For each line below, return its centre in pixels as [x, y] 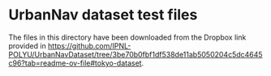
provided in [27, 45]
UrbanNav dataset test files [103, 15]
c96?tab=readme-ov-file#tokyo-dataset [75, 63]
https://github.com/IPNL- [89, 45]
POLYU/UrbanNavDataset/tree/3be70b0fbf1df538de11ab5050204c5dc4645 [135, 54]
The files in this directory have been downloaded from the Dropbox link [127, 37]
